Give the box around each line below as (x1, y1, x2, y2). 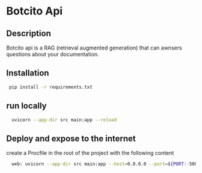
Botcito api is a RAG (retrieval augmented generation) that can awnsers (6, 44, 182, 51)
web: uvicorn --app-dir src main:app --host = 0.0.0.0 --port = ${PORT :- (11, 161, 189, 167)
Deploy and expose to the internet (6, 133, 136, 143)
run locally (6, 101, 47, 111)
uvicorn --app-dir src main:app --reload (11, 116, 117, 123)
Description (6, 28, 51, 39)
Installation (6, 68, 49, 78)
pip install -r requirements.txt (8, 84, 93, 90)
